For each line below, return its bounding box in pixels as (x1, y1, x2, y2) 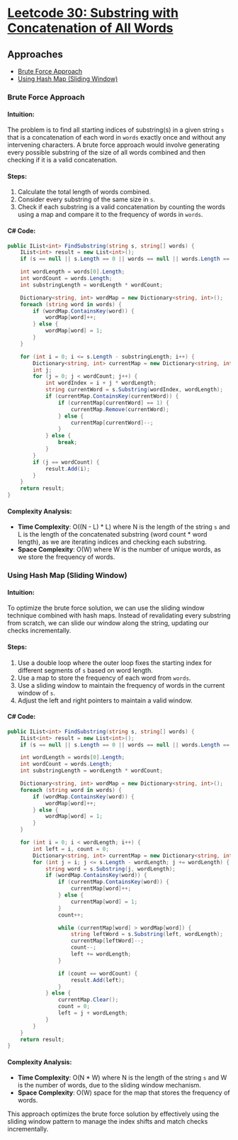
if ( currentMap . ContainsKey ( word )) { (57, 878, 170, 885)
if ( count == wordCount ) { (57, 970, 138, 977)
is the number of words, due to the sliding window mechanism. (17, 1081, 202, 1090)
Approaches (7, 48, 64, 60)
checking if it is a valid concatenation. (7, 156, 118, 164)
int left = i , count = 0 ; (33, 845, 110, 852)
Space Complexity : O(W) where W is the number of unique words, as (17, 545, 222, 554)
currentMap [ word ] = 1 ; (70, 898, 138, 905)
